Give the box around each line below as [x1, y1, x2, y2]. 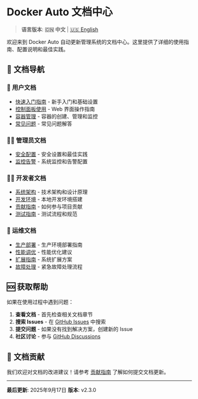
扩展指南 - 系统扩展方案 [15, 256, 73, 263]
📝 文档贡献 [6, 351, 45, 361]
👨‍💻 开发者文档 [6, 174, 46, 182]
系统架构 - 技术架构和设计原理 [15, 188, 88, 195]
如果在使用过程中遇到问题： [6, 299, 74, 306]
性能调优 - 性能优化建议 [15, 248, 73, 255]
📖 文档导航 [6, 65, 45, 75]
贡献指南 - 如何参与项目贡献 [15, 203, 83, 210]
